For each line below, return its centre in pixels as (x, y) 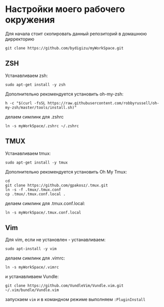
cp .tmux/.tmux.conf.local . (35, 194)
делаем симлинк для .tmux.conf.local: (45, 203)
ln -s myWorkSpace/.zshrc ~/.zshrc (42, 126)
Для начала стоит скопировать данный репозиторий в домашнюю (76, 33)
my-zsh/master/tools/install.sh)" (41, 107)
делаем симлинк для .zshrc (34, 116)
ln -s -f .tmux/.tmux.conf (33, 189)
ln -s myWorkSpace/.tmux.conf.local (43, 212)
